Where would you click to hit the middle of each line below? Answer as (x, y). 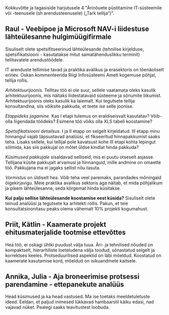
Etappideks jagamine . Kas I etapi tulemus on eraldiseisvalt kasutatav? (77, 116)
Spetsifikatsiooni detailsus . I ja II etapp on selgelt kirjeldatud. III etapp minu (82, 131)
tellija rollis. (17, 80)
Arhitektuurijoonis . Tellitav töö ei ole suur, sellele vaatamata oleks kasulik (80, 90)
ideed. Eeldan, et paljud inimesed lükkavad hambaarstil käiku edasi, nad (80, 302)
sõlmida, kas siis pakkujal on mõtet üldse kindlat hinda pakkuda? (72, 147)
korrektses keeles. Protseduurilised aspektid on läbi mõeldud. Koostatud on (83, 255)
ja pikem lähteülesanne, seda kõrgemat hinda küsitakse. (63, 188)
